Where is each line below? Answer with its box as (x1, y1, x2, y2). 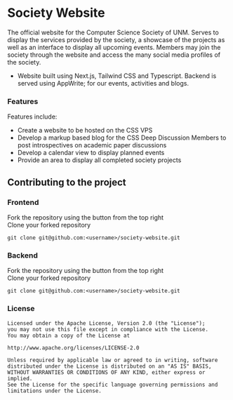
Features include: (7, 112, 58, 121)
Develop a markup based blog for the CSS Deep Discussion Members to (17, 133, 227, 142)
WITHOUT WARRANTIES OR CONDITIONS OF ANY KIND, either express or (7, 368, 206, 376)
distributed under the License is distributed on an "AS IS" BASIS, (7, 363, 212, 370)
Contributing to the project (7, 176, 126, 188)
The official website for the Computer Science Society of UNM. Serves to (7, 28, 219, 36)
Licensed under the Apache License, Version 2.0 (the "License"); (7, 319, 206, 327)
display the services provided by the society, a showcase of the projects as (7, 35, 225, 44)
